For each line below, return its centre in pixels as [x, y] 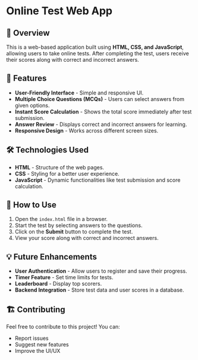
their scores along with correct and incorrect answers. [73, 60]
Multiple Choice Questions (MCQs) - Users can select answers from [99, 99]
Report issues [32, 338]
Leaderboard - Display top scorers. [58, 284]
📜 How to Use [31, 205]
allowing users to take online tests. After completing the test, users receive [98, 53]
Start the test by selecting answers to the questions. [78, 225]
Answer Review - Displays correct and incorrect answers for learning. [101, 124]
